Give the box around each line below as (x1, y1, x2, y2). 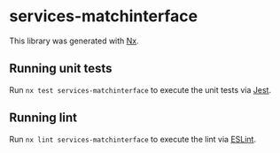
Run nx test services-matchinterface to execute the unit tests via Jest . (9, 84, 272, 95)
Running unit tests (9, 61, 113, 76)
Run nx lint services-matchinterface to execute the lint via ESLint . (9, 134, 257, 144)
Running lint (9, 111, 78, 126)
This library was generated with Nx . (9, 35, 139, 46)
